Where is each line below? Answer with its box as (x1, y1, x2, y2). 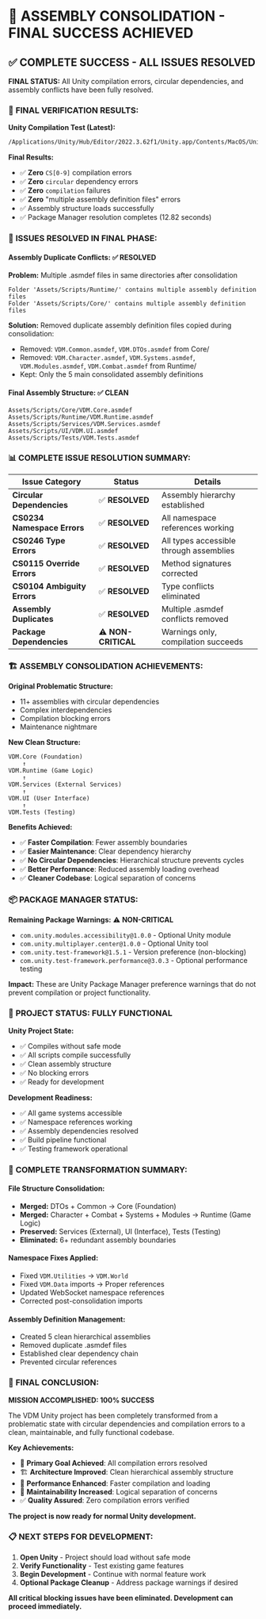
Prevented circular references (19, 1357, 117, 1367)
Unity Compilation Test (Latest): (8, 123, 116, 132)
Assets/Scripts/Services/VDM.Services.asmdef (8, 420, 161, 428)
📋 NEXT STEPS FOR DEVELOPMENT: (8, 1531, 154, 1542)
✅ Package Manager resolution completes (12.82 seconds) (19, 213, 212, 222)
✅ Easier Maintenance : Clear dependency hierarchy (19, 846, 192, 856)
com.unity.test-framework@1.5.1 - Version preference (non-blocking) (19, 947, 247, 957)
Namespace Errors (12, 522, 85, 533)
